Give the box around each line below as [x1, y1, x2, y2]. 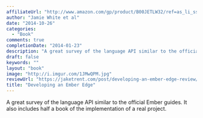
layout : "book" [6, 65, 45, 71]
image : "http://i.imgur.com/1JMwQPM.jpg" [6, 71, 112, 77]
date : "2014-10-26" [6, 20, 56, 26]
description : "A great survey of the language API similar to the [6, 48, 177, 54]
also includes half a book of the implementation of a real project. [6, 105, 167, 112]
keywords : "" [6, 59, 39, 65]
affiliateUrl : [6, 8, 42, 15]
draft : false [6, 54, 39, 60]
